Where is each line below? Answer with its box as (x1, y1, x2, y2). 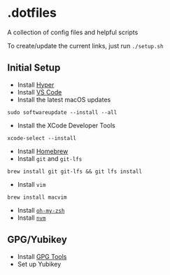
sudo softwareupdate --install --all (7, 108, 118, 116)
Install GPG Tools (17, 252, 67, 260)
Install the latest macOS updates (17, 95, 111, 104)
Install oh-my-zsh (17, 206, 65, 214)
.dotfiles (7, 5, 57, 21)
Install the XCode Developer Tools (17, 121, 115, 129)
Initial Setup (7, 62, 61, 74)
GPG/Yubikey (7, 234, 68, 246)
